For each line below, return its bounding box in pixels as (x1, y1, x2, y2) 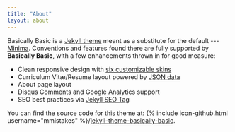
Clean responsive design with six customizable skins (17, 65, 172, 73)
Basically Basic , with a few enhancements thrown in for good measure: (7, 51, 216, 60)
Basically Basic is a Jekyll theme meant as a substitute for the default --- (7, 36, 219, 44)
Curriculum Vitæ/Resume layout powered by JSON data (17, 72, 180, 81)
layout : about (7, 17, 50, 24)
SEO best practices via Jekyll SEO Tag (17, 95, 130, 103)
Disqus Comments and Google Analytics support (17, 88, 161, 96)
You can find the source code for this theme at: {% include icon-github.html (7, 109, 228, 117)
